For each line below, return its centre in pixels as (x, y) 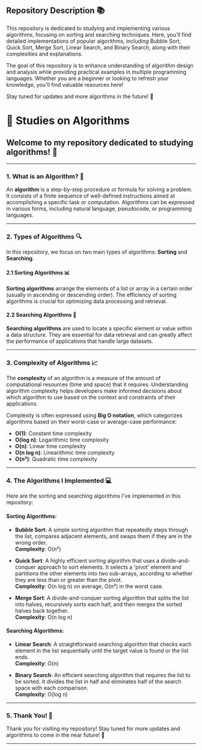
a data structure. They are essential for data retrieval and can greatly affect (99, 334)
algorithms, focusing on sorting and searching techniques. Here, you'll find (99, 34)
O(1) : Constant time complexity (53, 434)
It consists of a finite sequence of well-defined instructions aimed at (91, 196)
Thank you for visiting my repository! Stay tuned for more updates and (93, 729)
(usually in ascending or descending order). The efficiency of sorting (91, 295)
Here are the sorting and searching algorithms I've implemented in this (93, 496)
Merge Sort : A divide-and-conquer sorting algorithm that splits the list (102, 598)
